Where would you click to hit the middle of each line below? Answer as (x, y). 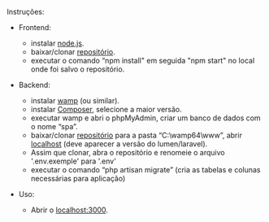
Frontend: (35, 27)
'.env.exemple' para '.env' (73, 161)
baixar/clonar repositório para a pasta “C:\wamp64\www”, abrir (136, 135)
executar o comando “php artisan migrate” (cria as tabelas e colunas (145, 170)
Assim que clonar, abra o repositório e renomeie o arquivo (128, 152)
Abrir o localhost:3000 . (69, 210)
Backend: (35, 85)
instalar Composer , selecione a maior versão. (106, 109)
